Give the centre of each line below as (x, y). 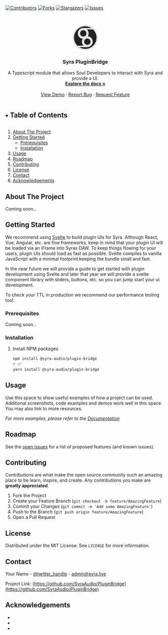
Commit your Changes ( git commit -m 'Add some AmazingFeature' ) (83, 507)
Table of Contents (39, 115)
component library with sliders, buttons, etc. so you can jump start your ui (82, 279)
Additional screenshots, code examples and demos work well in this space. (84, 403)
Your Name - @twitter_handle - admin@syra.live (56, 574)
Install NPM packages (35, 349)
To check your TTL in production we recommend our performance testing (82, 295)
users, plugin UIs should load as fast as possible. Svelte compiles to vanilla (83, 253)
